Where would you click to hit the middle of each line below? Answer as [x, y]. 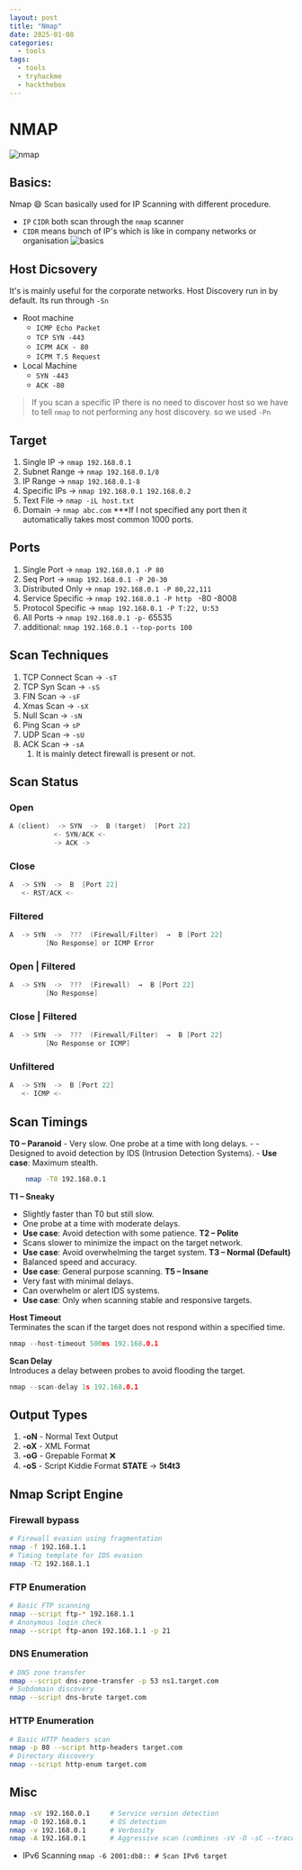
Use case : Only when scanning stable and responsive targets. [137, 1300]
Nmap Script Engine [67, 1494]
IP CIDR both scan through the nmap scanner [103, 222]
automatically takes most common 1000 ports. [108, 520]
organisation [45, 241]
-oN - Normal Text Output [70, 1437]
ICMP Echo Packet [68, 328]
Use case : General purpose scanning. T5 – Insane [115, 1271]
